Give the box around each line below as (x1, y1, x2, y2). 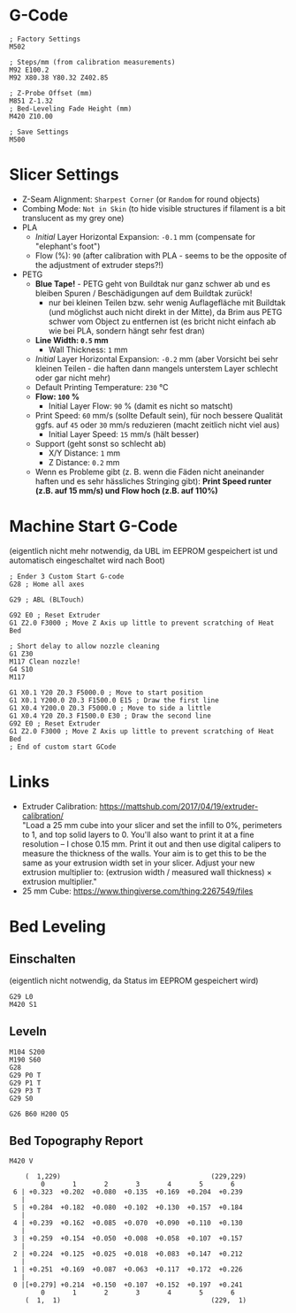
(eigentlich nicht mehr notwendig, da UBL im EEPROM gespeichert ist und (9, 545, 278, 556)
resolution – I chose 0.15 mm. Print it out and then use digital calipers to (21, 838, 281, 849)
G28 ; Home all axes (9, 580, 86, 588)
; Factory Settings (9, 35, 81, 43)
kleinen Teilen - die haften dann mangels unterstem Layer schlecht (34, 363, 278, 373)
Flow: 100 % (34, 391, 80, 402)
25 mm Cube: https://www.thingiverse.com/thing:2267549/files (21, 886, 254, 896)
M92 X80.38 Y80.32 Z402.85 (9, 73, 109, 82)
